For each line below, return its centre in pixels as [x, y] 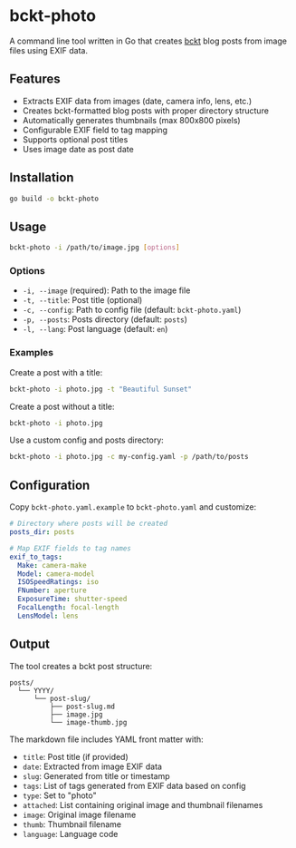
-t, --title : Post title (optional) [82, 300]
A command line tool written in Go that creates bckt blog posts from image [148, 41]
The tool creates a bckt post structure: [81, 666]
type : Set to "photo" [59, 795]
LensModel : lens [48, 616]
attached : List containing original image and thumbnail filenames [143, 804]
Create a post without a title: [62, 406]
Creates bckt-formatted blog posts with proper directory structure [146, 111]
